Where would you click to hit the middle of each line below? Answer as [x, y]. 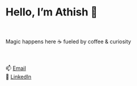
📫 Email [16, 68]
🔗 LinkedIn [18, 77]
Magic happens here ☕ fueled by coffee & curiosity [68, 42]
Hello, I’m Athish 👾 [52, 12]
